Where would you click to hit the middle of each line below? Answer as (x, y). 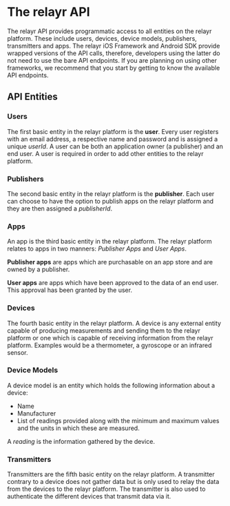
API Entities (33, 97)
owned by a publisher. (39, 269)
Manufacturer (36, 413)
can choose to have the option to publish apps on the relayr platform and (111, 201)
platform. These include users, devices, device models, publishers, (102, 38)
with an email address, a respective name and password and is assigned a (113, 139)
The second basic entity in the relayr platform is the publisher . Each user (111, 193)
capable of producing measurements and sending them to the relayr (104, 330)
